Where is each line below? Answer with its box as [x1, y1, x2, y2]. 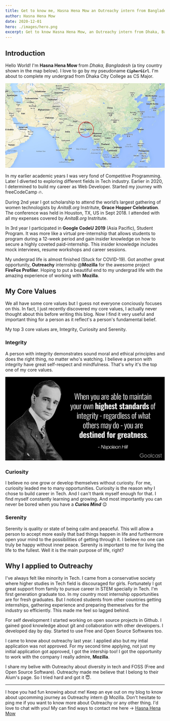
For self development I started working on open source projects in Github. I [5, 617, 162, 623]
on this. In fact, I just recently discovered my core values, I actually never [5, 306, 157, 312]
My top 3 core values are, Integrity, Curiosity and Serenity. [5, 327, 127, 333]
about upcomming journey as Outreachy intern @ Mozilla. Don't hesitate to [5, 694, 161, 701]
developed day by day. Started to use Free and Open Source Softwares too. [5, 628, 163, 634]
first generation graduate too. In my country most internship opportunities [5, 591, 159, 597]
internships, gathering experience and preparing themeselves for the [5, 602, 149, 608]
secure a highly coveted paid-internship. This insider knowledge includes [5, 241, 158, 247]
